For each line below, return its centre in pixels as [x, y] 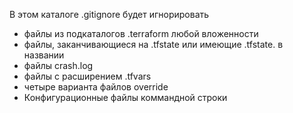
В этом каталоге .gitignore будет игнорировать [109, 14]
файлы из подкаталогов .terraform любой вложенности [141, 33]
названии [44, 55]
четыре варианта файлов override [96, 87]
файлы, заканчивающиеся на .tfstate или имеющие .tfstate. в [153, 44]
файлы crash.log [58, 65]
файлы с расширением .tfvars [87, 76]
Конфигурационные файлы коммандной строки [125, 97]
